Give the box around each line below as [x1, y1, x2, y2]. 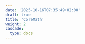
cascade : [5, 26, 24, 31]
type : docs [10, 31, 33, 36]
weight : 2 [5, 21, 26, 27]
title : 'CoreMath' [5, 17, 44, 22]
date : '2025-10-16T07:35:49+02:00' [5, 7, 81, 13]
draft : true [5, 12, 31, 17]
